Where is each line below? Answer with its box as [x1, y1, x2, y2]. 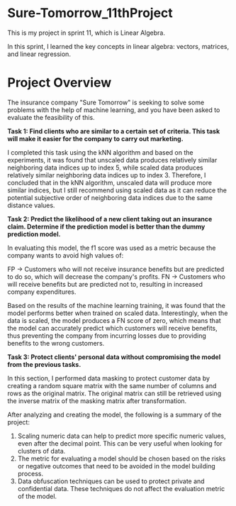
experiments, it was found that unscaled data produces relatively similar [7, 155, 218, 164]
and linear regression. [7, 50, 71, 58]
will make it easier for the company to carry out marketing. [7, 134, 184, 143]
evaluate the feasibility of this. [7, 113, 95, 121]
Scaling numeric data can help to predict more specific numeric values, [17, 431, 226, 440]
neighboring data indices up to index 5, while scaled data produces [7, 163, 203, 172]
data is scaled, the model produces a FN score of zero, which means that [7, 316, 221, 324]
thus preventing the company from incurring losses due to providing [7, 331, 207, 340]
